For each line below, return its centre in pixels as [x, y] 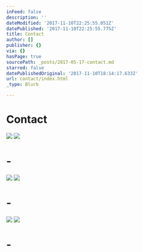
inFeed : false [24, 12]
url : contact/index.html [37, 79]
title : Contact [25, 34]
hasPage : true [24, 57]
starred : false [25, 68]
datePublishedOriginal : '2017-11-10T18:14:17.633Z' [72, 73]
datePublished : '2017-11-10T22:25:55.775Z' [62, 29]
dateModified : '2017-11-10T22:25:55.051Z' [60, 23]
